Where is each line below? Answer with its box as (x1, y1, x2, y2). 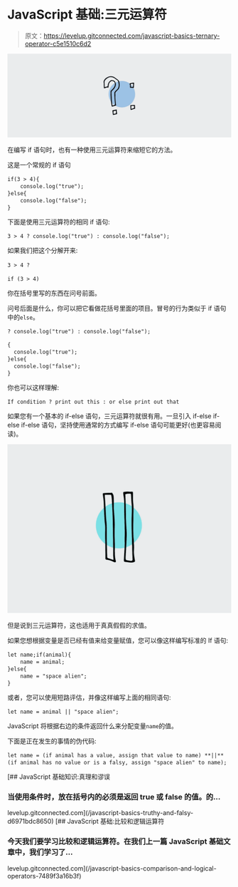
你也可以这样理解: (7, 383, 60, 392)
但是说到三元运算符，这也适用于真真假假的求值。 (7, 621, 151, 629)
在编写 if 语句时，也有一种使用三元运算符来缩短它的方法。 (7, 145, 177, 154)
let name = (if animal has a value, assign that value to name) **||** (7, 752, 224, 759)
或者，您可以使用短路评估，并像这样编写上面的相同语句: (7, 693, 172, 702)
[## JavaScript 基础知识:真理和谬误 (7, 772, 110, 781)
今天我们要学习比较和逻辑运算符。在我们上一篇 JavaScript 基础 (7, 836, 224, 846)
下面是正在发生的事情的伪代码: (7, 737, 97, 745)
